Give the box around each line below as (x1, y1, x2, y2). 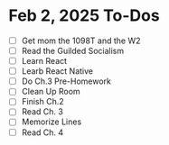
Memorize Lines (21, 116, 82, 127)
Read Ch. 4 (21, 127, 64, 138)
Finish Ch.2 (21, 96, 64, 107)
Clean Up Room (21, 86, 80, 97)
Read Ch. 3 (21, 106, 64, 117)
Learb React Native (21, 66, 94, 77)
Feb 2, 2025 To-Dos (8, 5, 160, 26)
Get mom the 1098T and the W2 (21, 35, 141, 46)
